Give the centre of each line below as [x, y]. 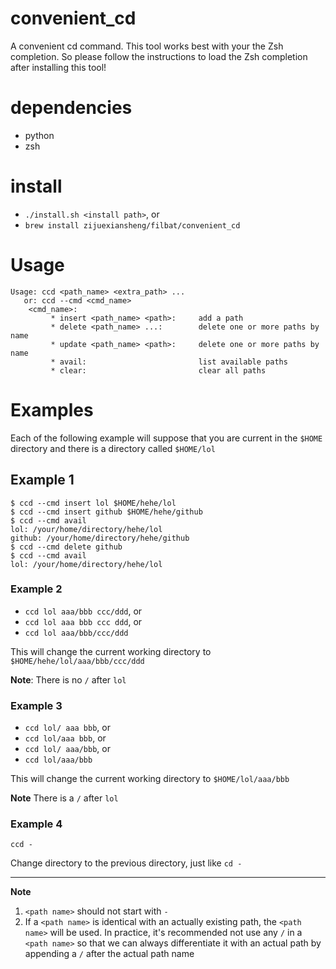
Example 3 [36, 705]
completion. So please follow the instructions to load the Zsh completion [159, 56]
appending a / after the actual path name [109, 954]
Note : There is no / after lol [68, 679]
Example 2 [36, 589]
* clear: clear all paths [158, 370]
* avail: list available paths [169, 362]
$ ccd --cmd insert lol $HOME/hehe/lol [93, 503]
